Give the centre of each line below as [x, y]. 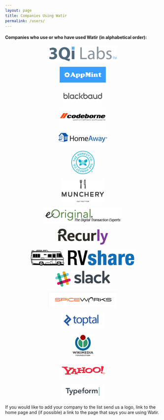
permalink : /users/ [25, 21]
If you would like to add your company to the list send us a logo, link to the [81, 407]
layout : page [18, 10]
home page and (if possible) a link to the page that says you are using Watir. [82, 412]
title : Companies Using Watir [36, 16]
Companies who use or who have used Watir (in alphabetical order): [76, 37]
